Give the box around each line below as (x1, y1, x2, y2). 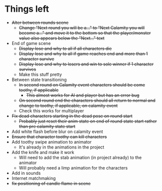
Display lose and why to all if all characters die (18, 45, 112, 51)
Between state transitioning (11, 77, 67, 83)
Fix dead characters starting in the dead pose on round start (11, 113, 133, 119)
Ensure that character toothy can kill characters (11, 133, 107, 140)
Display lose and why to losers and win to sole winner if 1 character (18, 61, 154, 67)
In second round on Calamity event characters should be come (18, 82, 145, 87)
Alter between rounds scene (11, 20, 69, 25)
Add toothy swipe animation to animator (11, 139, 92, 145)
